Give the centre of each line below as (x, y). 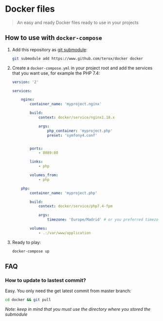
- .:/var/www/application (64, 233)
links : (36, 162)
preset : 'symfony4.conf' (72, 135)
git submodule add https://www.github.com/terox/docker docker (78, 59)
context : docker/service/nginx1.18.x (77, 118)
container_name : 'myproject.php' (64, 193)
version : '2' (25, 82)
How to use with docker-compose (54, 38)
